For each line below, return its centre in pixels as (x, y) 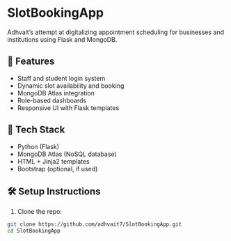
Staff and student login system (61, 78)
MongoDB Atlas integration (56, 93)
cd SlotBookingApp (34, 231)
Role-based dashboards (52, 100)
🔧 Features (31, 62)
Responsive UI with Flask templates (68, 108)
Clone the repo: (40, 212)
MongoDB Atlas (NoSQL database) (67, 154)
